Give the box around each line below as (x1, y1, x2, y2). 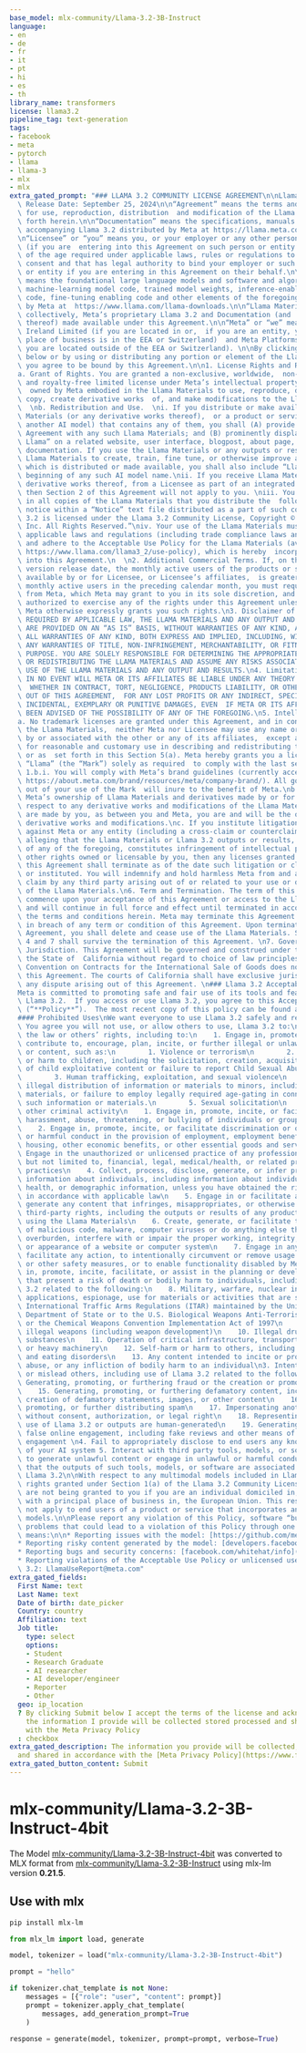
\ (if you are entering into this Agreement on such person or (17, 242, 267, 252)
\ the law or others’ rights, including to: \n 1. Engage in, (17, 1030, 267, 1039)
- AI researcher (25, 1666, 88, 1676)
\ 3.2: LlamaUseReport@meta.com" (17, 1564, 145, 1573)
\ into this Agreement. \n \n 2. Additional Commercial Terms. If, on (17, 555, 287, 565)
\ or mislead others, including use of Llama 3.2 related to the (17, 1369, 271, 1378)
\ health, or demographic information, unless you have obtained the (17, 1182, 287, 1192)
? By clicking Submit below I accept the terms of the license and (17, 1708, 280, 1718)
